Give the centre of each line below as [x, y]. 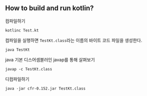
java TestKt [17, 49]
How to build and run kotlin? [50, 8]
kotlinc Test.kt [22, 30]
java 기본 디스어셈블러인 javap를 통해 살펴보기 [50, 59]
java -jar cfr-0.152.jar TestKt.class [45, 88]
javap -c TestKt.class [29, 69]
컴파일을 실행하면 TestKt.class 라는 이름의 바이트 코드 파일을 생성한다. [74, 40]
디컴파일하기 [17, 79]
